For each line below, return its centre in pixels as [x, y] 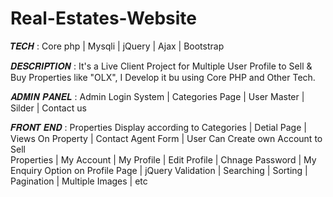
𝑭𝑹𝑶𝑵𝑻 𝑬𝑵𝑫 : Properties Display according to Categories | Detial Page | [158, 127]
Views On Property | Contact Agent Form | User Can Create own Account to [166, 138]
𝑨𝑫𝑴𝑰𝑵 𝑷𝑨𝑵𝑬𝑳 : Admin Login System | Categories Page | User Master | [157, 96]
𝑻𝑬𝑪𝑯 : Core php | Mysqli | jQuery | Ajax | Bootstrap [117, 46]
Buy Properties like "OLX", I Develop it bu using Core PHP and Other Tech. [163, 77]
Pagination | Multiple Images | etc [79, 181]
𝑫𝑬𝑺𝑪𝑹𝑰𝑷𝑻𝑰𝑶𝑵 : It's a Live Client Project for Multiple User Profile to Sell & [161, 66]
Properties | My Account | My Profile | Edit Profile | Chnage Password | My [163, 159]
